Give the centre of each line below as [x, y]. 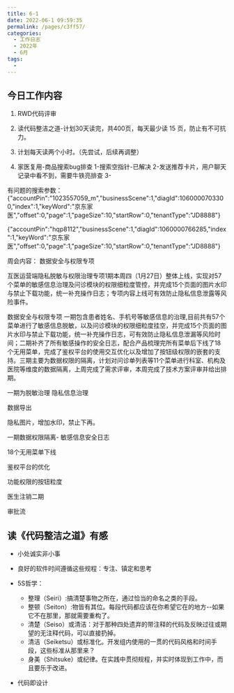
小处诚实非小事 [39, 554]
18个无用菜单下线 [32, 452]
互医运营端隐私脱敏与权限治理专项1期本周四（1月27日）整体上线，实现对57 [115, 276]
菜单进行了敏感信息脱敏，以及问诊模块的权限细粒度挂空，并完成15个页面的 [114, 326]
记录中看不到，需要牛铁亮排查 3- [64, 176]
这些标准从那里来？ [68, 650]
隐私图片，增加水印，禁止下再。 [53, 422]
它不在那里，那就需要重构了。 [70, 616]
